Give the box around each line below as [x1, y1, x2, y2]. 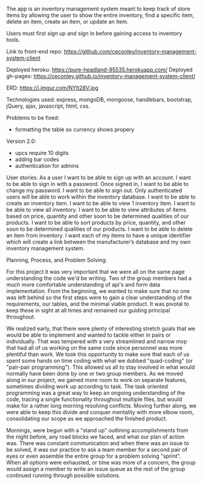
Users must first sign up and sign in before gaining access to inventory [6, 30, 182, 37]
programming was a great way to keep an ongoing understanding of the [6, 389, 185, 396]
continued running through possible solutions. [6, 472, 121, 479]
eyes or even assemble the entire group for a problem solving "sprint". [6, 452, 181, 460]
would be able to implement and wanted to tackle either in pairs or [6, 331, 171, 338]
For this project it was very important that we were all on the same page [6, 268, 185, 275]
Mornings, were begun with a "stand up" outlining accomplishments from [6, 427, 188, 434]
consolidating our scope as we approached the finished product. [6, 415, 167, 422]
